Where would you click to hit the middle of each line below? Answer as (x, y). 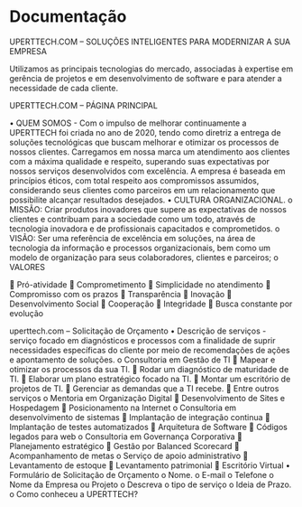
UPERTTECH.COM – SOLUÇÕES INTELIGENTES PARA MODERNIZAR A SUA (150, 42)
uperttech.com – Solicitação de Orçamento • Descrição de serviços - (138, 331)
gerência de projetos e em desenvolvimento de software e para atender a (146, 78)
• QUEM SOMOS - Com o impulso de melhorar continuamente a (128, 123)
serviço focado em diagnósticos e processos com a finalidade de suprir (142, 340)
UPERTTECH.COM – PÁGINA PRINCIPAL (83, 105)
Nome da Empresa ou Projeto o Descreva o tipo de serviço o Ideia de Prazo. (151, 484)
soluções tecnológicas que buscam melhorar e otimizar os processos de (144, 142)
